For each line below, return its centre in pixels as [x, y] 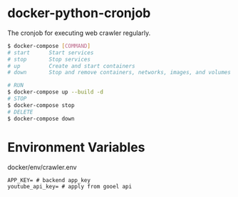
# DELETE [20, 112]
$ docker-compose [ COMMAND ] [49, 46]
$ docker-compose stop [41, 105]
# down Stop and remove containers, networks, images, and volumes [119, 73]
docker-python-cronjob [79, 13]
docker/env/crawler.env [42, 167]
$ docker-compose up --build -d [55, 92]
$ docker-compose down [41, 118]
